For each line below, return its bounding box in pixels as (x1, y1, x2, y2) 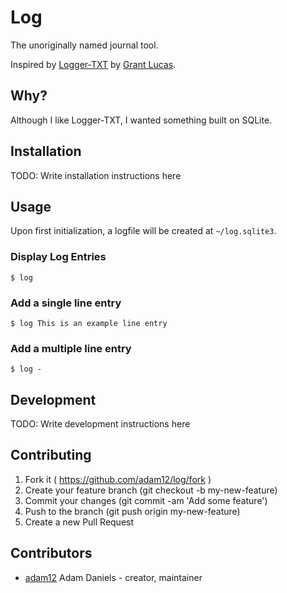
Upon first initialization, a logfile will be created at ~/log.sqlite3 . (10, 225, 277, 237)
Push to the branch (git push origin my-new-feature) (24, 505, 241, 517)
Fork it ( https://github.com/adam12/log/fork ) (24, 473, 212, 485)
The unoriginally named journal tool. (10, 39, 159, 51)
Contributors (10, 545, 93, 562)
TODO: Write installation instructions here (10, 169, 182, 181)
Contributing (10, 447, 92, 464)
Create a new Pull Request (24, 516, 135, 528)
